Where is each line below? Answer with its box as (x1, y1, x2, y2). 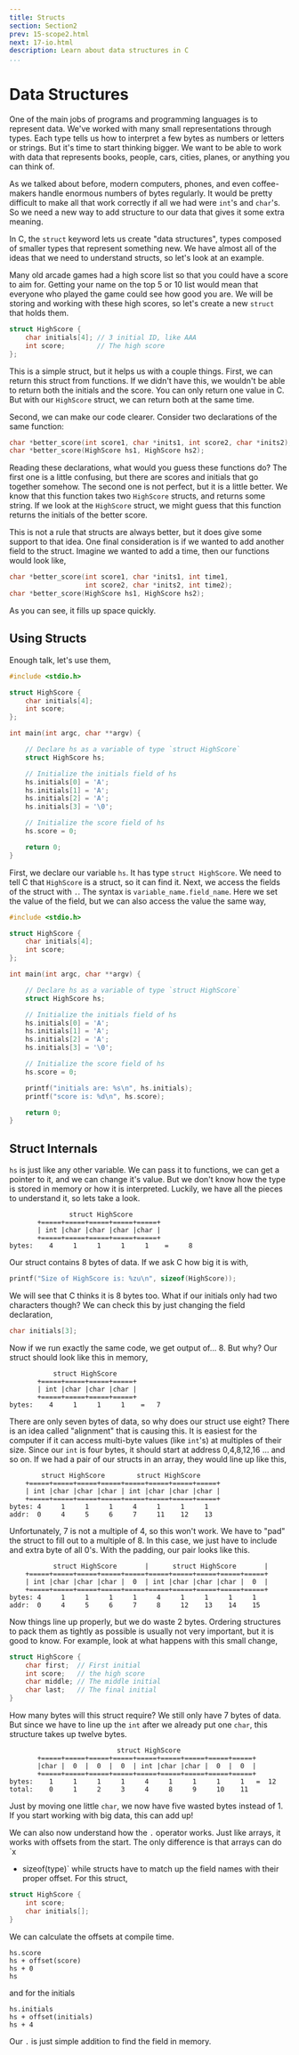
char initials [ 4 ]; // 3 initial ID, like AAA (25, 333, 198, 342)
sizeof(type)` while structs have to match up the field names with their (21, 1864, 279, 1874)
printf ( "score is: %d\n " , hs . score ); (25, 1092, 166, 1101)
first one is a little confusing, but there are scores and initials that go (9, 472, 259, 483)
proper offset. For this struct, (21, 1873, 128, 1884)
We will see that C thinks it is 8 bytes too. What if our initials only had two (9, 1290, 278, 1301)
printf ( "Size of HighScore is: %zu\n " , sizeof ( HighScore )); (9, 1274, 238, 1283)
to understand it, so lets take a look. (9, 1193, 141, 1204)
